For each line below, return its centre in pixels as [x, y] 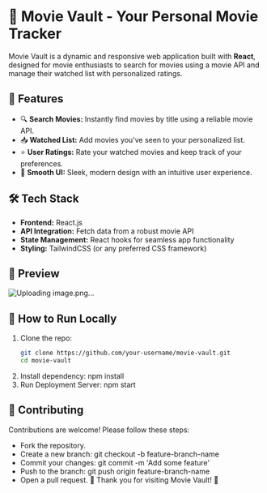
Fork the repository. [53, 445]
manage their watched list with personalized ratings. [95, 73]
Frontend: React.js [51, 222]
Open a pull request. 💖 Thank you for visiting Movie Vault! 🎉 [119, 480]
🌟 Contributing [46, 410]
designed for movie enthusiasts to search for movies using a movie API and [134, 65]
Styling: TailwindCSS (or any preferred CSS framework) [113, 248]
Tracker [35, 34]
